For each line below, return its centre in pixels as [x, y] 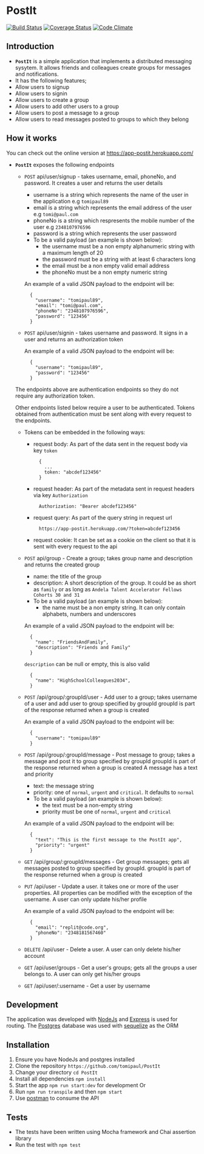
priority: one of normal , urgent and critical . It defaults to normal [114, 792]
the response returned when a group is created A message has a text [111, 767]
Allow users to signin [41, 93]
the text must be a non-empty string [87, 805]
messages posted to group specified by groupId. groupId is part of [107, 868]
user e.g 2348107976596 [62, 227]
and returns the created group [62, 565]
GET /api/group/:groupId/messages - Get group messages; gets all [107, 861]
